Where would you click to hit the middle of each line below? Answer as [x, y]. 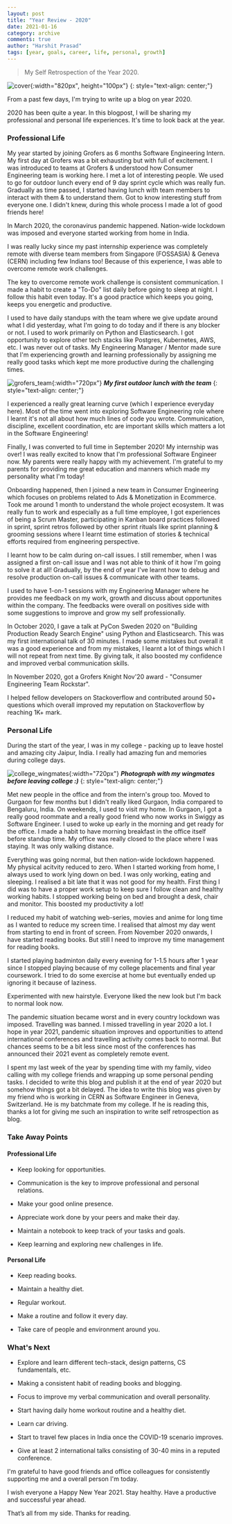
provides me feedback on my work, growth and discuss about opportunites [115, 598]
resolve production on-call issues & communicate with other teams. [104, 577]
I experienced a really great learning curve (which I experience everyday [111, 404]
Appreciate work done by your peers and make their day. [98, 1217]
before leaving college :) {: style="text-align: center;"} [85, 781]
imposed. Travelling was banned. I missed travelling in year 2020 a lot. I [109, 1024]
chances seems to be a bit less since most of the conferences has [101, 1046]
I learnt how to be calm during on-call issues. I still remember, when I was [112, 555]
